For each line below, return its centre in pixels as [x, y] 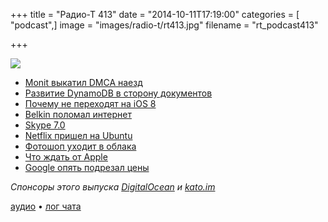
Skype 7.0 [45, 125]
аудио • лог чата [46, 206]
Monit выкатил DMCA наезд [83, 82]
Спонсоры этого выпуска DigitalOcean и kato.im [113, 187]
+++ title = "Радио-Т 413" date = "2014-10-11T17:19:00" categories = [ [155, 14]
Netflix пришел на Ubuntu [78, 135]
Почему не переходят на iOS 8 [90, 103]
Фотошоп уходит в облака [80, 146]
